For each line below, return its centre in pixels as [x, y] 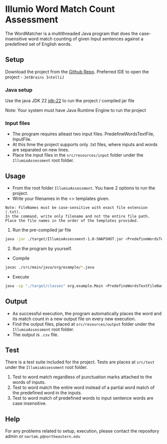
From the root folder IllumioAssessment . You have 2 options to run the [84, 188]
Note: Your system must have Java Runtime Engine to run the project [76, 110]
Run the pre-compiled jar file [42, 230]
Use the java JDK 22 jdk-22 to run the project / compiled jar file [70, 101]
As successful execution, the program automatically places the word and [87, 313]
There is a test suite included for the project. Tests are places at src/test [80, 362]
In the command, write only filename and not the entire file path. [78, 217]
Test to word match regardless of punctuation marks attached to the [82, 377]
